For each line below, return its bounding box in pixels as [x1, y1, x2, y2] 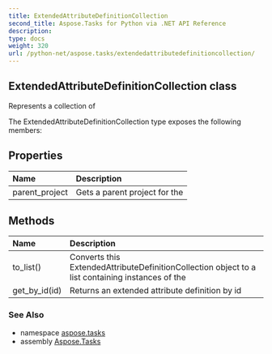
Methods [8, 214, 55, 228]
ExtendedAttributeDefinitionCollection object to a [70, 262, 257, 273]
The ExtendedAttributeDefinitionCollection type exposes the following [8, 117, 241, 126]
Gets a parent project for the [75, 186, 184, 198]
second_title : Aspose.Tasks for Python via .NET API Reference [8, 19, 227, 28]
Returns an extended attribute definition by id [70, 285, 242, 296]
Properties [8, 149, 63, 163]
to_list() [12, 262, 42, 273]
